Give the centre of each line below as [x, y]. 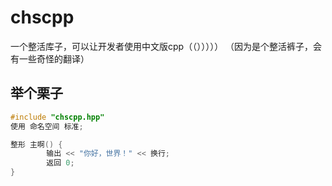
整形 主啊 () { [36, 144]
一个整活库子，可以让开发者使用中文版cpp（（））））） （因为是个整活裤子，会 [166, 46]
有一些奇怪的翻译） [50, 58]
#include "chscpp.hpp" [57, 117]
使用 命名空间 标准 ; [47, 126]
